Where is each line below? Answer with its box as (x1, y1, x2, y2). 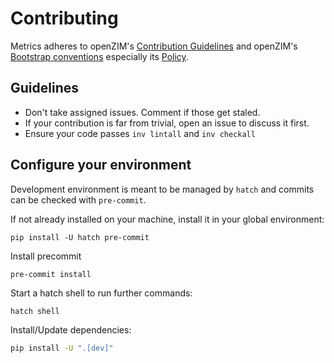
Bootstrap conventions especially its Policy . (10, 50, 189, 62)
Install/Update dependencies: (10, 323, 132, 336)
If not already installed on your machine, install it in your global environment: (10, 213, 325, 225)
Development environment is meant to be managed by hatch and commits (10, 183, 315, 195)
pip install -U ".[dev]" (10, 343, 114, 353)
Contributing (10, 7, 119, 30)
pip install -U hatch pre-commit (10, 232, 150, 242)
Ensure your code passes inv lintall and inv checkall (24, 127, 256, 139)
